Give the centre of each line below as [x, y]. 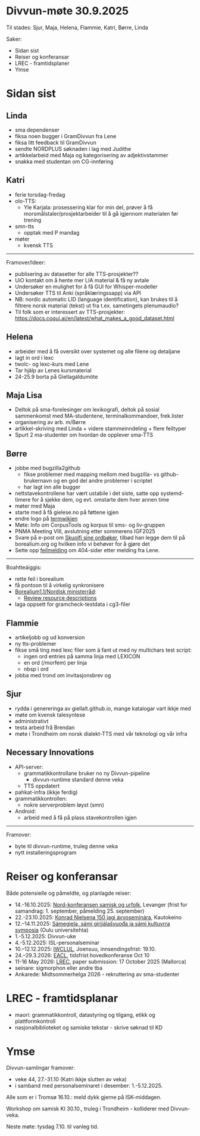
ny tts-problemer [35, 644]
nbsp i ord [36, 669]
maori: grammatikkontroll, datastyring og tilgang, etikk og [85, 1014]
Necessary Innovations [50, 753]
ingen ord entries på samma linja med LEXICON [82, 656]
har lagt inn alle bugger [52, 487]
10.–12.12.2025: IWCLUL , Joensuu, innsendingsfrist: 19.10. [85, 949]
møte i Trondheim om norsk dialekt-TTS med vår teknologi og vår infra [101, 733]
